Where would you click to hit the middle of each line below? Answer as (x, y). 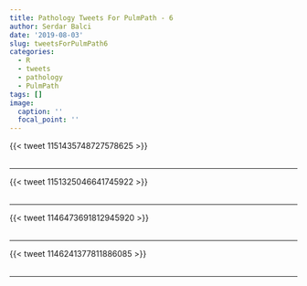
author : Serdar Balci (51, 26)
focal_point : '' (48, 120)
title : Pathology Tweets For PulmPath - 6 (91, 18)
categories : (32, 52)
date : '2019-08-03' (47, 35)
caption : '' (41, 111)
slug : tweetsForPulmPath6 (58, 43)
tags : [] (26, 94)
